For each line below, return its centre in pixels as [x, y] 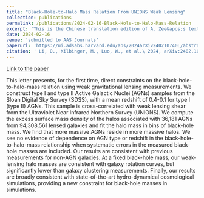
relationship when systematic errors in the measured [107, 144]
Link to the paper [28, 68]
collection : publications [39, 18]
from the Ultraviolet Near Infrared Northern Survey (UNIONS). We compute [100, 112]
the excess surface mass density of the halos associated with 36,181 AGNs [100, 119]
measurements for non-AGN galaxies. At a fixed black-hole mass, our [93, 157]
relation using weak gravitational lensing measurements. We [117, 87]
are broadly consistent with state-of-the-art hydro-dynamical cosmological [100, 177]
